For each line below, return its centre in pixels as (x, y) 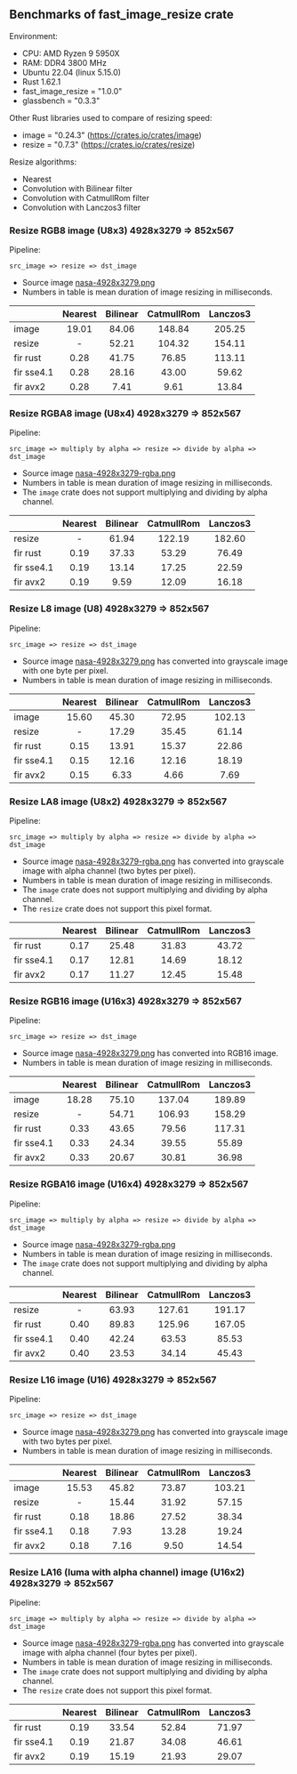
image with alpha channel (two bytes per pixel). (109, 871)
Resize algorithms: (43, 161)
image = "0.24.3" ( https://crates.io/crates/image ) (112, 135)
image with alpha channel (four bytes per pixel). (109, 1653)
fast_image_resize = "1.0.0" (72, 91)
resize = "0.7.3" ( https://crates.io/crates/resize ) (108, 144)
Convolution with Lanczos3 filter (81, 207)
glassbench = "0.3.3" (61, 101)
